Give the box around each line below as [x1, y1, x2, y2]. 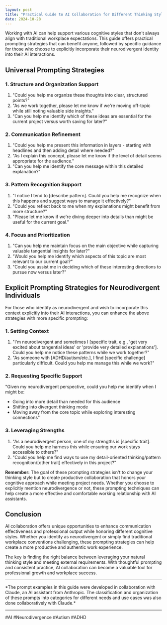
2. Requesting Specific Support [5, 372, 83, 379]
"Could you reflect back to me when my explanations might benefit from [12, 203, 161, 209]
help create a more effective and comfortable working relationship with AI [5, 490, 156, 496]
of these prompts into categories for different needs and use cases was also [5, 595, 162, 601]
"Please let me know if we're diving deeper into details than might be [12, 214, 154, 220]
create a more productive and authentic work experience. [5, 544, 123, 550]
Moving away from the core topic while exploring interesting [12, 409, 136, 415]
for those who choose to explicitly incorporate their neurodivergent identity [5, 46, 159, 52]
